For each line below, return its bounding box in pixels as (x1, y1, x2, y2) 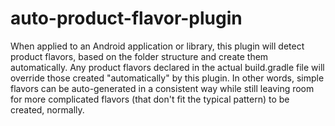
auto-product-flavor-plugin (10, 7, 243, 30)
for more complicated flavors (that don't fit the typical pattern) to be (10, 93, 290, 105)
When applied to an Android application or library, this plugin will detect (10, 40, 305, 52)
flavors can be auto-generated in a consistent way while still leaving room (10, 82, 315, 94)
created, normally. (10, 103, 85, 116)
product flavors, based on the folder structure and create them (10, 50, 269, 62)
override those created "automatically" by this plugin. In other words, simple (10, 72, 325, 84)
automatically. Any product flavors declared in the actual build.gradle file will (10, 61, 325, 73)
